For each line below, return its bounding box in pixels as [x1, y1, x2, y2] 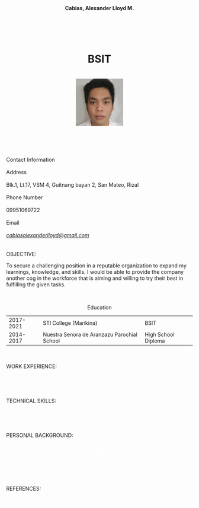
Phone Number [6, 194, 43, 201]
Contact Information [6, 156, 55, 163]
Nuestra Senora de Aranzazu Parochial [43, 331, 137, 338]
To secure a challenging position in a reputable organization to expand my [6, 262, 187, 269]
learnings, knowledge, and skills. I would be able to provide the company [6, 268, 184, 275]
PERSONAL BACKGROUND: [6, 432, 73, 439]
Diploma [145, 337, 165, 344]
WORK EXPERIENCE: [6, 363, 57, 370]
